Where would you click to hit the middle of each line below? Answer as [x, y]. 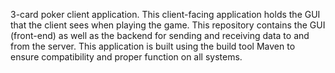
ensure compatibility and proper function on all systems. [126, 57]
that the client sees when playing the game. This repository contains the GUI [168, 25]
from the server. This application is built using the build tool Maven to [153, 46]
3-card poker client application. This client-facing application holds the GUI [165, 14]
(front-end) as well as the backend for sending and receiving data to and [160, 35]
